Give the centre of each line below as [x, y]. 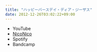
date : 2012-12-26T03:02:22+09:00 [40, 14]
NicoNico [22, 34]
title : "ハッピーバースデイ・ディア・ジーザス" [49, 10]
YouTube [22, 28]
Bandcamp [24, 44]
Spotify [20, 39]
